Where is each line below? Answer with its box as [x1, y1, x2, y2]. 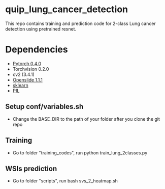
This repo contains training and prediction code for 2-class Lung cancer [5, 20, 156, 26]
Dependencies [5, 44, 68, 56]
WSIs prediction [5, 164, 57, 173]
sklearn [12, 82, 29, 88]
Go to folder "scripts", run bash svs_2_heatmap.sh [12, 178, 118, 184]
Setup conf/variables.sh [5, 102, 84, 111]
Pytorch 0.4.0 [12, 60, 42, 67]
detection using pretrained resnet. [5, 25, 77, 32]
